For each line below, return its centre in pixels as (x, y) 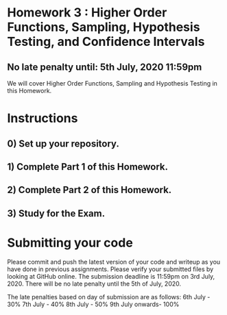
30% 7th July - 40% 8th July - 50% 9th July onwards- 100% (93, 304)
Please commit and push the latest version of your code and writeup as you (114, 262)
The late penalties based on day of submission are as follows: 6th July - (109, 297)
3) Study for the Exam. (56, 213)
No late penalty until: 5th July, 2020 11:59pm (105, 67)
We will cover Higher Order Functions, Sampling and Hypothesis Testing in (112, 83)
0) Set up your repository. (63, 143)
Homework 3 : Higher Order (87, 13)
